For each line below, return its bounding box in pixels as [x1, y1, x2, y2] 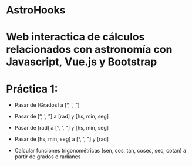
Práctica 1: [6, 82, 58, 96]
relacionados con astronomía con [6, 43, 173, 56]
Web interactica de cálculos [6, 31, 145, 44]
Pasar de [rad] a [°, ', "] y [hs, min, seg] [14, 124, 109, 131]
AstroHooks [6, 4, 66, 17]
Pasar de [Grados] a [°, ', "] [14, 101, 80, 109]
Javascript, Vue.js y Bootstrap [6, 55, 157, 69]
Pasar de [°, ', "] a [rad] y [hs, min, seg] [14, 113, 109, 120]
